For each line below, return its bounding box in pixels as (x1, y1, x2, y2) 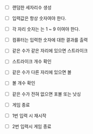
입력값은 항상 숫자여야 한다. (12, 15, 67, 21)
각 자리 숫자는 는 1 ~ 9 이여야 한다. (12, 26, 80, 32)
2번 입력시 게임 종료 (12, 123, 52, 129)
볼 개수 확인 (12, 80, 36, 86)
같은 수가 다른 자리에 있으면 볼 (12, 69, 72, 75)
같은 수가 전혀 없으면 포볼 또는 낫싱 (12, 91, 81, 97)
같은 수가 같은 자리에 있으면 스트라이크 (12, 48, 88, 54)
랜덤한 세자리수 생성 (12, 5, 52, 10)
